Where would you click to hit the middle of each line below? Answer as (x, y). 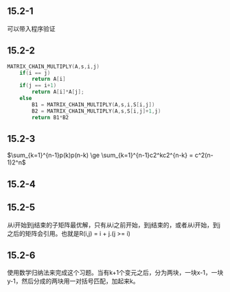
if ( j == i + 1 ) (38, 86)
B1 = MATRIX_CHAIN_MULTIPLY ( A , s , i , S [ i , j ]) (93, 105)
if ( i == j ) (35, 73)
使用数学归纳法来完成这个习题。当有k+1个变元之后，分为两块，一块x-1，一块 (115, 273)
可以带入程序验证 (31, 28)
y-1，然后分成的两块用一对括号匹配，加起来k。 (73, 281)
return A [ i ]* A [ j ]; (58, 92)
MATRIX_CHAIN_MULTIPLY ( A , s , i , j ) (53, 66)
